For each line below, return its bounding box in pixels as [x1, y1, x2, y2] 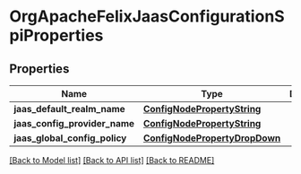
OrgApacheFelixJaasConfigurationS [9, 6, 285, 27]
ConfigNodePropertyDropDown [142, 132, 281, 144]
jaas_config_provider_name [13, 117, 135, 129]
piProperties [9, 25, 104, 46]
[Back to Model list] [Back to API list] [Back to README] [9, 155, 215, 165]
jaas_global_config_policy [13, 132, 127, 144]
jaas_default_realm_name [13, 103, 125, 115]
